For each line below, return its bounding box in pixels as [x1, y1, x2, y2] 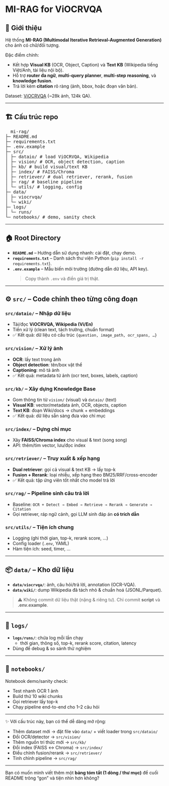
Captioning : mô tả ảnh [12, 367, 60, 373]
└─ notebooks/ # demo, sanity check [5, 214, 96, 220]
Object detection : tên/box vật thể [12, 361, 82, 368]
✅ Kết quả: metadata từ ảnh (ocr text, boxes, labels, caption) [12, 372, 138, 378]
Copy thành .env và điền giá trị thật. [25, 275, 100, 281]
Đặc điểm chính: [5, 52, 39, 58]
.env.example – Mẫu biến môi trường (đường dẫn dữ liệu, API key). [12, 266, 149, 272]
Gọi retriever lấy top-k [12, 698, 58, 704]
